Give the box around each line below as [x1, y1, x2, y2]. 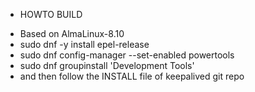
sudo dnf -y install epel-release [19, 39, 150, 50]
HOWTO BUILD [19, 9, 83, 20]
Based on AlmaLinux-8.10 [19, 28, 125, 39]
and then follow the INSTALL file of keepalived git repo [19, 70, 245, 82]
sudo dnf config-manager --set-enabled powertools [19, 49, 235, 61]
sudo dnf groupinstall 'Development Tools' [19, 60, 195, 71]
